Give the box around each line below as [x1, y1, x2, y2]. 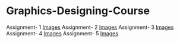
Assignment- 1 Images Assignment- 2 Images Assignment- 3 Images [6, 24, 174, 31]
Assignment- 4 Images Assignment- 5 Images [6, 29, 119, 37]
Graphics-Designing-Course [6, 4, 150, 18]
